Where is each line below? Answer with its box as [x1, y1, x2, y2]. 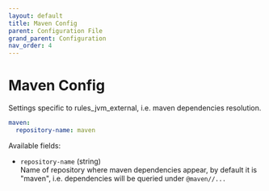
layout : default [8, 11, 63, 20]
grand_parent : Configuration [8, 34, 107, 43]
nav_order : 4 [8, 42, 53, 50]
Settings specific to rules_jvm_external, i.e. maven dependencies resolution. [8, 103, 262, 113]
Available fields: [8, 140, 61, 150]
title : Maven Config [8, 19, 78, 27]
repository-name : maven [15, 126, 95, 134]
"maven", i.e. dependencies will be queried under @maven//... [19, 173, 226, 183]
